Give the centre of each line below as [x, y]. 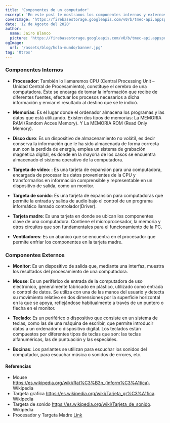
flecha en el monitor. [34, 308]
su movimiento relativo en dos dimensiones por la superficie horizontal [86, 298]
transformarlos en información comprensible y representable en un [82, 180]
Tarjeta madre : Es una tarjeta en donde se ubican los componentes [83, 216]
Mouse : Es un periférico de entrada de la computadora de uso [77, 281]
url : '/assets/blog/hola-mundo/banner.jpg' [56, 48]
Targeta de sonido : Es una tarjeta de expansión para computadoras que [88, 195]
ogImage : [14, 43]
